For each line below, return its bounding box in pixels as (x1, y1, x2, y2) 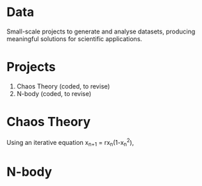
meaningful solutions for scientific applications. (6, 34, 143, 42)
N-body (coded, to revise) (16, 89, 92, 98)
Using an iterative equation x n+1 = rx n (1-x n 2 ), (6, 137, 134, 148)
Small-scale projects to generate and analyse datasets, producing (6, 27, 196, 36)
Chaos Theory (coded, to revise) (16, 82, 111, 91)
